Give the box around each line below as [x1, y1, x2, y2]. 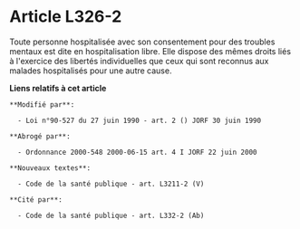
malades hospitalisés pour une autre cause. [9, 65, 172, 76]
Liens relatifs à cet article [9, 82, 107, 93]
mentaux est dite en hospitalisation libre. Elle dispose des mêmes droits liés [9, 45, 292, 56]
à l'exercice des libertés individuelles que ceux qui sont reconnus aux [9, 55, 269, 66]
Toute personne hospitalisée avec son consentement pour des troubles [9, 36, 276, 47]
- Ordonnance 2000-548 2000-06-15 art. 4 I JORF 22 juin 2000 [17, 148, 257, 157]
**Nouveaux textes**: [9, 163, 92, 173]
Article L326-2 [9, 6, 122, 27]
